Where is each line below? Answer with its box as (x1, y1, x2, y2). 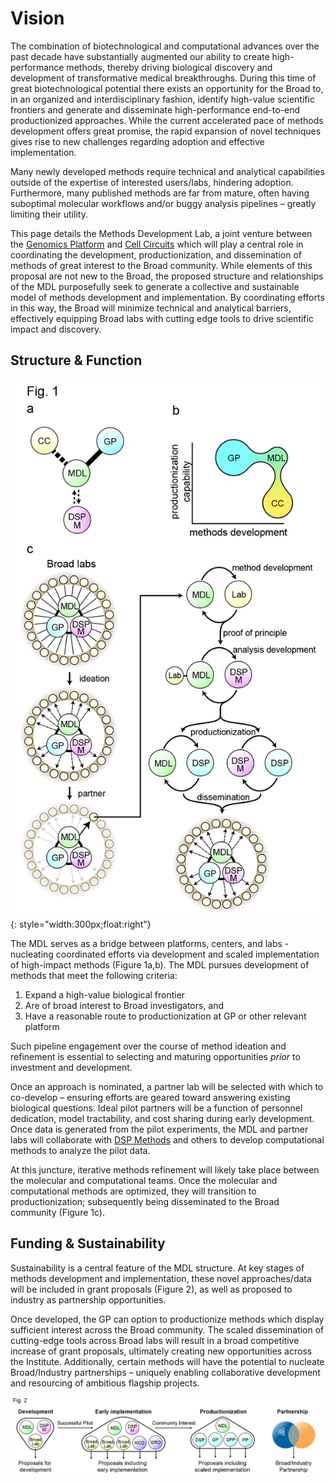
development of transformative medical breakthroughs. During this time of (10, 72, 317, 84)
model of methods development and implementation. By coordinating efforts (10, 291, 325, 303)
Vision (10, 7, 65, 30)
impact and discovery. (10, 323, 102, 335)
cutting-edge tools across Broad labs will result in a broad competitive (10, 1334, 300, 1346)
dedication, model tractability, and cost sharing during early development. (10, 1112, 315, 1124)
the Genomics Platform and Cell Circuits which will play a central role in (10, 238, 304, 250)
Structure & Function (10, 352, 143, 369)
